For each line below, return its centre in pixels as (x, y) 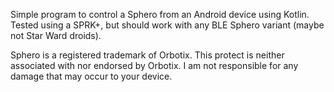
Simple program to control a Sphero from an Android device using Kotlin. (160, 14)
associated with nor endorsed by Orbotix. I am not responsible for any (154, 65)
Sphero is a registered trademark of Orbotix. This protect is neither (147, 55)
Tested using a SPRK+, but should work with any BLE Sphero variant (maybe (167, 25)
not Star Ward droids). (56, 35)
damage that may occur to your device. (91, 76)
